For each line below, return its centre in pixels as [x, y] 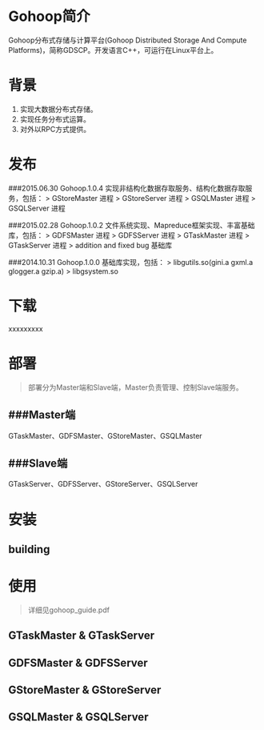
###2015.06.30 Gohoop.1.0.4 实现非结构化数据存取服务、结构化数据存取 [127, 188]
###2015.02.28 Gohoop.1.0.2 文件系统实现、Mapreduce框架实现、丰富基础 [132, 225]
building [29, 549]
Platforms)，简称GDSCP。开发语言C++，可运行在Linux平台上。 [113, 50]
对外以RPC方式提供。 [55, 129]
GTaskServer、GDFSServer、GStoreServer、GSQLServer [103, 484]
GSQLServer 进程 [37, 208]
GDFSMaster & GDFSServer [78, 662]
